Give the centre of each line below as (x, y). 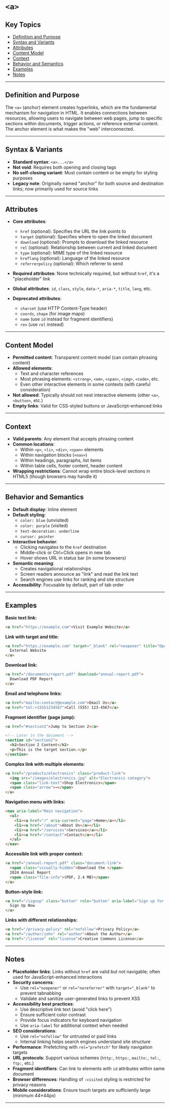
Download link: (22, 665)
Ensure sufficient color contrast (53, 1014)
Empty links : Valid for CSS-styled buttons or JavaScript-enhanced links (88, 406)
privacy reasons (29, 1085)
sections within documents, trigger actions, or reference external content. (82, 123)
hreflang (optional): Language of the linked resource (75, 258)
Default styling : (29, 514)
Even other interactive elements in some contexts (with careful (85, 384)
